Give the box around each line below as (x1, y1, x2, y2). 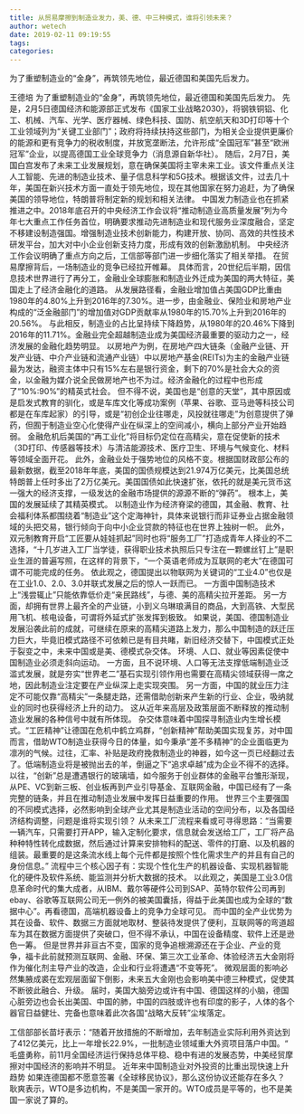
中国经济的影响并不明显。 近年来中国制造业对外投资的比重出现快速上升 (24, 1061, 290, 1072)
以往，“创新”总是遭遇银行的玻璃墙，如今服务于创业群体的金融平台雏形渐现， (9, 770, 294, 781)
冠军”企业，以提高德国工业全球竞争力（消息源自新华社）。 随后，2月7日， (9, 148, 282, 159)
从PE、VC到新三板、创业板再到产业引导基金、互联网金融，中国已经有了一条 (9, 781, 292, 792)
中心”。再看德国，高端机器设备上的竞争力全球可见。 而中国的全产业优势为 (16, 906, 293, 917)
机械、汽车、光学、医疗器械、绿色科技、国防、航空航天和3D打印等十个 (24, 115, 290, 126)
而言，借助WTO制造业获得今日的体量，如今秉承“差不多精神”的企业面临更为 (9, 736, 290, 747)
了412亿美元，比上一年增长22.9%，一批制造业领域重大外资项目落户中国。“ (9, 1038, 289, 1049)
